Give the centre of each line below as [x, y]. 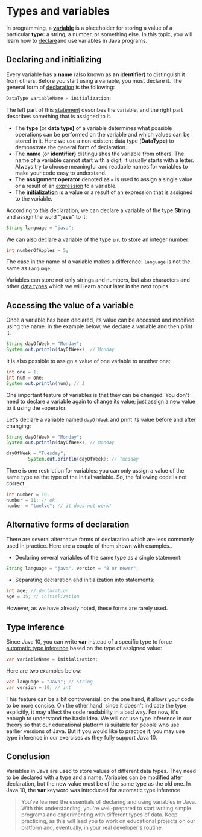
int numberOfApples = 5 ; [37, 250]
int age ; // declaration [37, 591]
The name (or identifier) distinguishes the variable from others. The [99, 154]
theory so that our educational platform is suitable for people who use [93, 725]
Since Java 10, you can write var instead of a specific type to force [89, 641]
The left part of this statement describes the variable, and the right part [95, 109]
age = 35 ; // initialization [43, 596]
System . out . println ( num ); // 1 [46, 383]
